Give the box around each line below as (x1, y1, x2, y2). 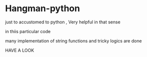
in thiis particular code (5, 28, 51, 34)
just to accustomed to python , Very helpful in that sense (5, 19, 121, 25)
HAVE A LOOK (5, 47, 35, 53)
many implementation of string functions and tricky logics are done (5, 38, 142, 44)
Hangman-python (5, 3, 80, 14)
